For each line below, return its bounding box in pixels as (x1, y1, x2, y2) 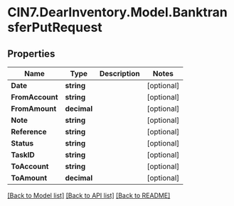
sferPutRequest (7, 19, 103, 36)
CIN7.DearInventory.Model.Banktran (7, 4, 228, 21)
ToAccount (11, 161, 49, 171)
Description (99, 69, 140, 78)
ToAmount (11, 173, 48, 183)
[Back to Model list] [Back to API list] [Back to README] (7, 191, 171, 200)
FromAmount (11, 104, 57, 114)
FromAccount (11, 92, 58, 102)
